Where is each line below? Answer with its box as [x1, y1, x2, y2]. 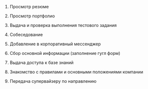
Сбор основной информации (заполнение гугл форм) [9, 51, 120, 56]
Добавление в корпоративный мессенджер [9, 41, 101, 47]
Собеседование [9, 32, 43, 38]
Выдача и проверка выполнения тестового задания [9, 23, 117, 28]
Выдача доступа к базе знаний [9, 60, 74, 65]
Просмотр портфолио [9, 13, 55, 19]
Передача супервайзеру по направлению [9, 78, 97, 84]
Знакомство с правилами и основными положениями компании [9, 69, 144, 75]
